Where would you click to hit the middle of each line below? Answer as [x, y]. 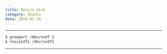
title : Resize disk [25, 10]
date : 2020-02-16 [23, 19]
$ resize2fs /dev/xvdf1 [30, 42]
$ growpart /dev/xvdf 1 [30, 37]
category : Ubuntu [23, 14]
